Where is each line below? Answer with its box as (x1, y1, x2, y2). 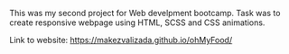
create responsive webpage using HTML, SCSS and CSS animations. (9, 17, 266, 28)
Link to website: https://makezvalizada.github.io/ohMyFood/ (9, 35, 233, 45)
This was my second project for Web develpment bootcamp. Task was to (9, 8, 281, 18)
